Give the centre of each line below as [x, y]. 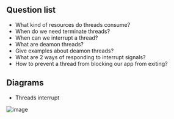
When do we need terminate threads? [63, 31]
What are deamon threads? [49, 44]
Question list [31, 10]
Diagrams [25, 83]
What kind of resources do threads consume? [73, 24]
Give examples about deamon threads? [64, 51]
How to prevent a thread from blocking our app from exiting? [91, 63]
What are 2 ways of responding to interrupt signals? [80, 57]
